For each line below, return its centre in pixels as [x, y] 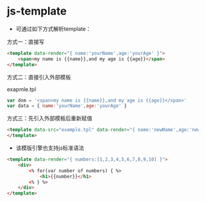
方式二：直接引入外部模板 [39, 77]
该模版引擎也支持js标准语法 [50, 148]
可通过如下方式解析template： [54, 29]
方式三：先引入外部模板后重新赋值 [50, 118]
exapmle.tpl [22, 89]
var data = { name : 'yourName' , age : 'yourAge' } [67, 106]
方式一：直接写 [26, 41]
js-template [37, 11]
